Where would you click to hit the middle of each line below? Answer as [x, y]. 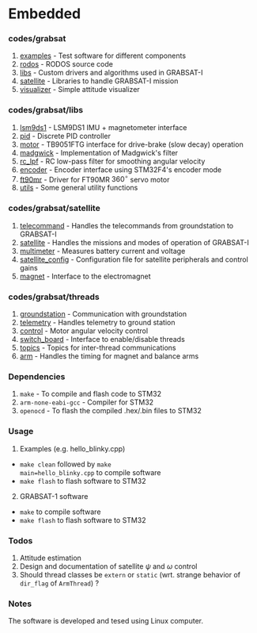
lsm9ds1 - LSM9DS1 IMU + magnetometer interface [103, 127]
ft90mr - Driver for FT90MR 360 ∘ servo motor [94, 178]
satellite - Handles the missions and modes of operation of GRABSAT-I [134, 242]
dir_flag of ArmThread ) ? [59, 583]
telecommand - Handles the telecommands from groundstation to [127, 225]
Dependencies [37, 376]
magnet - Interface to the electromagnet [85, 276]
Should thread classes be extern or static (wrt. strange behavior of [130, 574]
